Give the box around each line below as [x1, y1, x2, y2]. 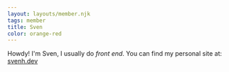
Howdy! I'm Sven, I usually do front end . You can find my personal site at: [7, 49, 223, 58]
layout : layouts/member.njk [7, 10, 91, 18]
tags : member [7, 17, 46, 24]
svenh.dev [7, 57, 38, 66]
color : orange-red [7, 30, 62, 37]
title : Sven [7, 23, 43, 30]
